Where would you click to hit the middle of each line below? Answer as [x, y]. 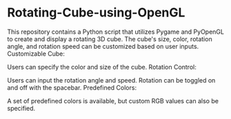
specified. [21, 108]
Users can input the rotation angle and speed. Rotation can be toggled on [111, 80]
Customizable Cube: [36, 54]
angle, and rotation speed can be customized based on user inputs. [103, 46]
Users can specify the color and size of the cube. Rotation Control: [102, 67]
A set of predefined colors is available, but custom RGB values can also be [113, 100]
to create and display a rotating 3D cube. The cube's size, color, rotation [110, 39]
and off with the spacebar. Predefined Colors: [72, 87]
